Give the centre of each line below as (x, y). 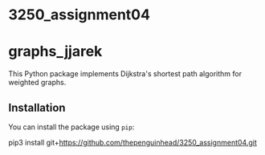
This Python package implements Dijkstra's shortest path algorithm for (125, 74)
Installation (37, 107)
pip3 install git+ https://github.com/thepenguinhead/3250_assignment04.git (132, 142)
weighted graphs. (37, 83)
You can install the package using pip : (71, 127)
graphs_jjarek (55, 52)
